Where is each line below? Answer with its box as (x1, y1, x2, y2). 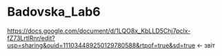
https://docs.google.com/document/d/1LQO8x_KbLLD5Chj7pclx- (7, 27, 191, 35)
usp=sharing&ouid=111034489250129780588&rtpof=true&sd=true (7, 41, 196, 49)
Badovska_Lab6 (7, 4, 101, 20)
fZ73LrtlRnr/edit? (7, 33, 55, 42)
